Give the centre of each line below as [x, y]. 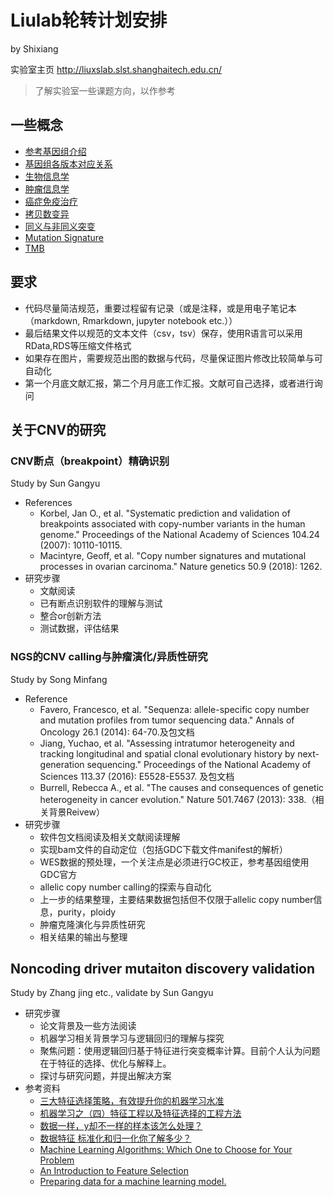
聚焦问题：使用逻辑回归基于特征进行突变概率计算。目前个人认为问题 [180, 1051]
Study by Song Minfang [59, 679]
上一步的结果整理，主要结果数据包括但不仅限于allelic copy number [176, 899]
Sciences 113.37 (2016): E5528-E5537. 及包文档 [137, 776]
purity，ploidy [87, 912]
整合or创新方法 [70, 616]
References [48, 503]
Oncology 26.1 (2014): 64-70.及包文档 [117, 732]
